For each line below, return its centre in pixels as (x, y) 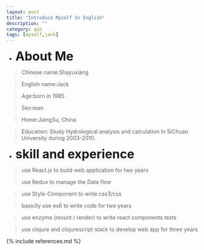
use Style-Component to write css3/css (71, 194)
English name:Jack (45, 84)
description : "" (27, 23)
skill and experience (75, 154)
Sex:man (32, 108)
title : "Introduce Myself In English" (56, 18)
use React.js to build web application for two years (85, 170)
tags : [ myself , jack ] (33, 35)
